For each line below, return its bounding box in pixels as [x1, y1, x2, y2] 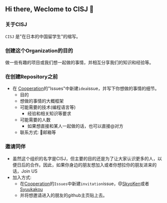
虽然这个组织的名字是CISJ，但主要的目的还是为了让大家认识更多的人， [12, 155, 158, 161]
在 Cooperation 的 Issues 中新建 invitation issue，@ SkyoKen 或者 [19, 180, 150, 186]
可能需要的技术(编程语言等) [19, 104, 76, 110]
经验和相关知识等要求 [27, 111, 71, 117]
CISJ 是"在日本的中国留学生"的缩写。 [5, 33, 81, 39]
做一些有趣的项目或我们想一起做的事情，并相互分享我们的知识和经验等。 [5, 59, 154, 65]
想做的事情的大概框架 [19, 98, 64, 104]
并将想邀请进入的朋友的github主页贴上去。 [19, 192, 108, 198]
